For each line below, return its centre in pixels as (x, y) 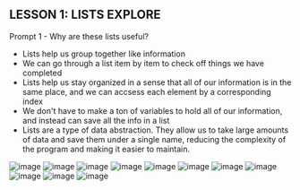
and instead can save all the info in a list (96, 120)
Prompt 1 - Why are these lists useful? (79, 36)
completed (42, 73)
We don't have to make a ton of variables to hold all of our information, (152, 110)
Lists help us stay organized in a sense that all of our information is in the (157, 82)
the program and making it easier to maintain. (106, 149)
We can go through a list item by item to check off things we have (143, 63)
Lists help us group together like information (104, 54)
